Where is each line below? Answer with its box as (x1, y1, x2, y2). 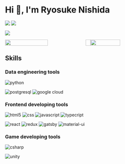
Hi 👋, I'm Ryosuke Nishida (5, 4, 110, 15)
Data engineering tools (5, 68, 60, 75)
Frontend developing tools (5, 101, 68, 108)
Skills (5, 54, 22, 62)
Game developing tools (5, 133, 61, 140)
